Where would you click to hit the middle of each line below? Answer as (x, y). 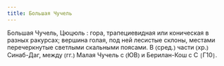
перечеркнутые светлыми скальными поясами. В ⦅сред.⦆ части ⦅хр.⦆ (108, 47)
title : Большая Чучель (40, 13)
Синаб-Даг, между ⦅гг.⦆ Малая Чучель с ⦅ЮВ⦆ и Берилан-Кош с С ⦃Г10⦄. (112, 54)
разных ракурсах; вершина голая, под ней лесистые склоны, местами (111, 40)
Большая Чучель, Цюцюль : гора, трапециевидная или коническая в (108, 33)
